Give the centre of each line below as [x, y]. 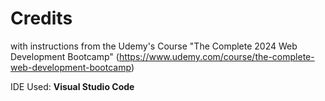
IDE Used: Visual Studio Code [72, 86]
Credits [41, 18]
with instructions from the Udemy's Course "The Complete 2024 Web [154, 46]
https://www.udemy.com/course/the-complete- [216, 56]
